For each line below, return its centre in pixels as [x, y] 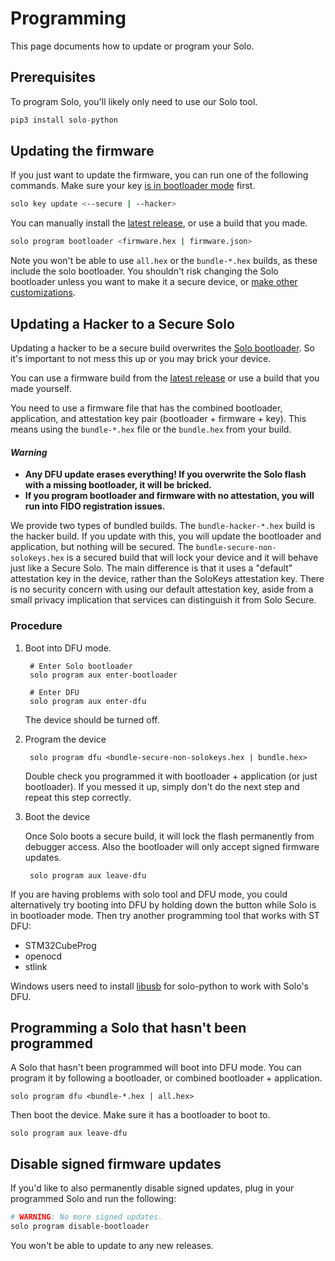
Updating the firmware [82, 151]
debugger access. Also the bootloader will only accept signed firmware [172, 846]
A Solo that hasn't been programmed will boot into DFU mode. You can [156, 1068]
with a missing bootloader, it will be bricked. [118, 485]
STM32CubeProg [60, 945]
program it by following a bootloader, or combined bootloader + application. [166, 1078]
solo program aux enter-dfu [88, 701]
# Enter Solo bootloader [81, 666]
